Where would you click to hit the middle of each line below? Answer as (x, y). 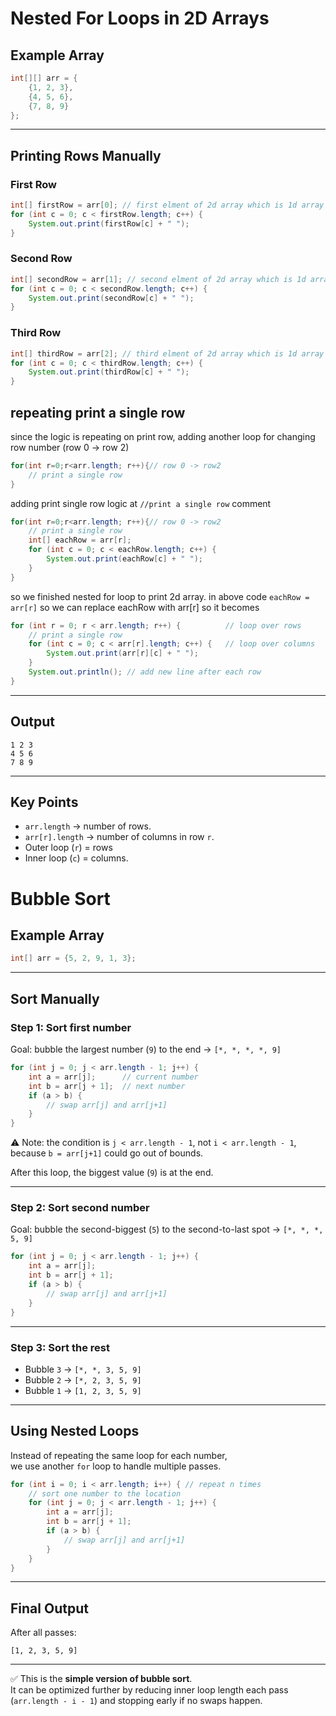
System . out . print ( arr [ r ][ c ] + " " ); (122, 653)
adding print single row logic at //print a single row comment (141, 503)
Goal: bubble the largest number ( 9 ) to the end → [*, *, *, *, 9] (146, 1049)
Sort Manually (55, 998)
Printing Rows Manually (86, 155)
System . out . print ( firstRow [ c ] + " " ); (109, 223)
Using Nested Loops (75, 1431)
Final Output (49, 1608)
